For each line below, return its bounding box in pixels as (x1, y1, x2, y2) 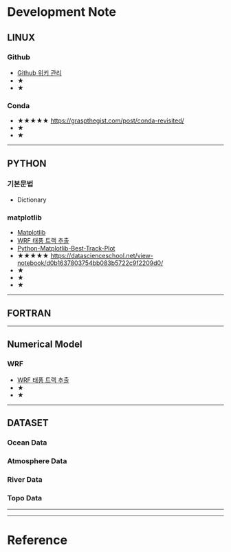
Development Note (7, 4, 117, 20)
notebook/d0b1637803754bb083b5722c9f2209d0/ (16, 259, 164, 267)
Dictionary (16, 195, 47, 204)
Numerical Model (7, 339, 82, 350)
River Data (7, 474, 43, 484)
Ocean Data (7, 438, 47, 447)
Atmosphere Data (7, 456, 67, 465)
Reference (7, 533, 67, 548)
